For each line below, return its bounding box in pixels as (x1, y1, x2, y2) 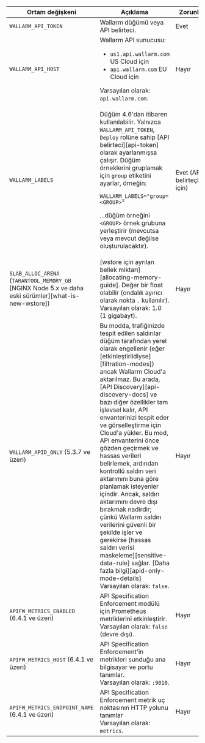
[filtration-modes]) (99, 360, 154, 368)
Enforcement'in (99, 647, 144, 656)
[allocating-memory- (99, 273, 162, 281)
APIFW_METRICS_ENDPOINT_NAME (9, 704, 94, 711)
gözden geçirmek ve (99, 444, 159, 452)
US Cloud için (110, 58, 149, 66)
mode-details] (99, 574, 142, 583)
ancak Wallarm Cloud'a (99, 368, 167, 375)
